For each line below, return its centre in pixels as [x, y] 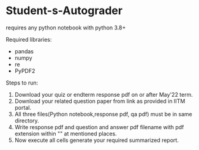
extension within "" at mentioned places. [66, 133]
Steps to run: [22, 83]
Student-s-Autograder [64, 11]
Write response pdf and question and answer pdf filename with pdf [99, 127]
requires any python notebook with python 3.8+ [66, 28]
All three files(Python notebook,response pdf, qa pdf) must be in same [103, 114]
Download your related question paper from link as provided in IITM [100, 101]
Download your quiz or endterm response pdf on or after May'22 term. [104, 94]
